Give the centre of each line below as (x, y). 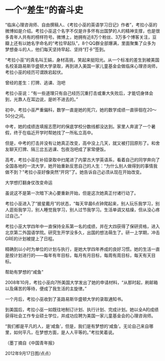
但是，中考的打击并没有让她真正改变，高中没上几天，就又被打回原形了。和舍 (82, 143)
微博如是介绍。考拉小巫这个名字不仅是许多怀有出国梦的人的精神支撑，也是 (80, 31)
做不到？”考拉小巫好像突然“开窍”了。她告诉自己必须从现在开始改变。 (75, 172)
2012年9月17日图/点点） (29, 353)
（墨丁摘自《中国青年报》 (31, 343)
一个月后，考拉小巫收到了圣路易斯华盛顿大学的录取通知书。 (65, 299)
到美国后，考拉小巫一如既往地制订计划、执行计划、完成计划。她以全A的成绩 (82, 309)
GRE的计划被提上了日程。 (31, 238)
